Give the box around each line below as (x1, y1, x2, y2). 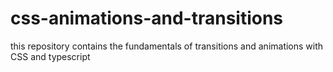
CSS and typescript (10, 50, 91, 62)
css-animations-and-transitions (10, 7, 284, 30)
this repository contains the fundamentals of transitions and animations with (10, 40, 324, 52)
